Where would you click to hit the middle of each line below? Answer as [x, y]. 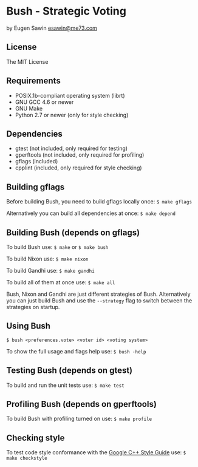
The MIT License [27, 61]
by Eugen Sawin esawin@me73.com [52, 28]
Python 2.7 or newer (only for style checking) [72, 115]
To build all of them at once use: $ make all [61, 282]
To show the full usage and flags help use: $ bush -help [76, 351]
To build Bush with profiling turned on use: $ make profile [79, 419]
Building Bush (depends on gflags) [73, 232]
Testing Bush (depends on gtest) [70, 371]
